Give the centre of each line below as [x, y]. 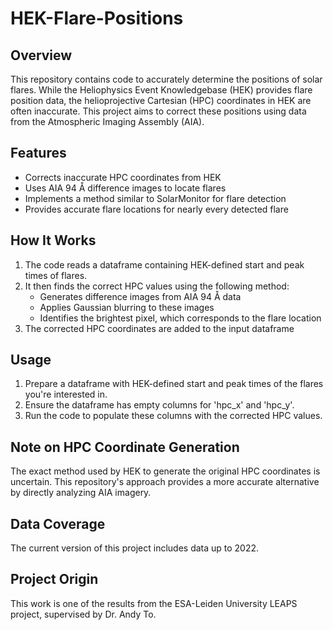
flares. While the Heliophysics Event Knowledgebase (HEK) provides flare [161, 90]
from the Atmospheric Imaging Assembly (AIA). [107, 121]
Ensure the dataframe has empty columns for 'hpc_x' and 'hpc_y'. [159, 405]
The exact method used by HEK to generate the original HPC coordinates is [165, 471]
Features [38, 153]
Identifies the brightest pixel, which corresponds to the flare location [180, 318]
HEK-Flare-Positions [97, 18]
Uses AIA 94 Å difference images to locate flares [125, 188]
